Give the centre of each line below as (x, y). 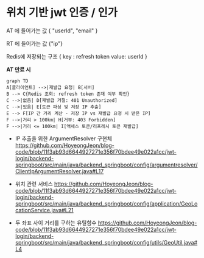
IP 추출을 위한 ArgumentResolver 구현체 (64, 138)
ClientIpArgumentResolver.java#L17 (59, 171)
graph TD (17, 81)
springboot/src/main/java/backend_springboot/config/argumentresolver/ (106, 165)
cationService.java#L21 (44, 210)
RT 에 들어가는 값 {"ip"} (34, 43)
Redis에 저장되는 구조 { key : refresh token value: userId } (77, 56)
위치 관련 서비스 (34, 184)
